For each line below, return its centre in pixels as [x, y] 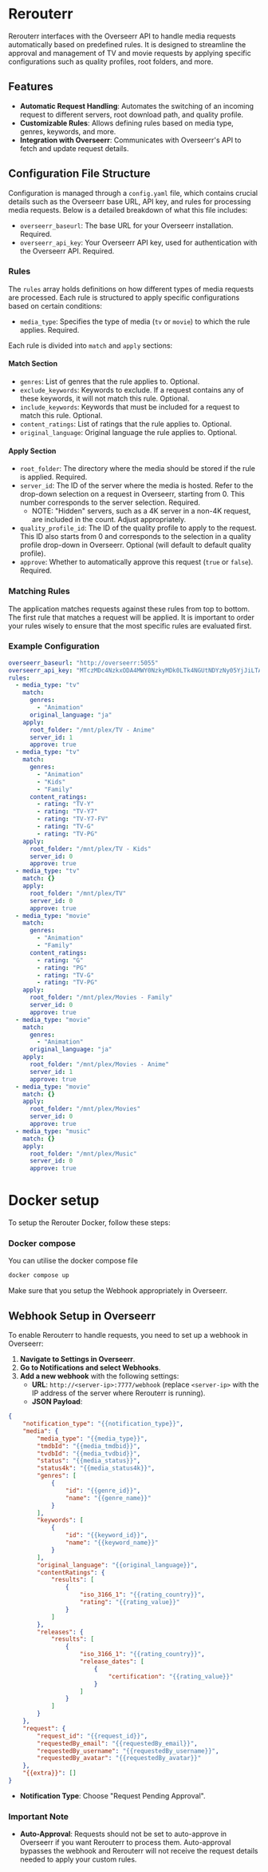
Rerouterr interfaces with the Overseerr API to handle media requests [122, 36]
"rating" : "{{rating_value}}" [130, 1603]
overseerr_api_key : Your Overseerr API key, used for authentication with [138, 242]
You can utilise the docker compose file [73, 1261]
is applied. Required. [53, 477]
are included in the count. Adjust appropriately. [109, 520]
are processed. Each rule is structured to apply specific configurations [124, 297]
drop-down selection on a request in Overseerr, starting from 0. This [132, 494]
